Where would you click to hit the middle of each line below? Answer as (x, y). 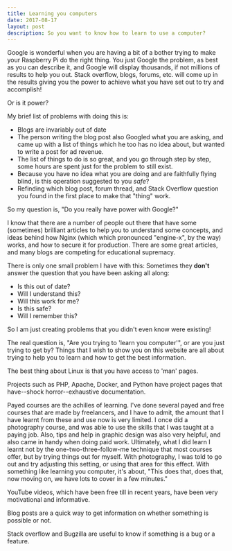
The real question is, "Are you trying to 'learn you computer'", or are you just (116, 343)
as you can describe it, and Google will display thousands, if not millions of (114, 67)
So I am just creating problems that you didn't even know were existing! (109, 329)
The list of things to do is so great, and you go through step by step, (114, 159)
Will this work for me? (48, 301)
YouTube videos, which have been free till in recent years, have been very (113, 492)
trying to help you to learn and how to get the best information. (97, 358)
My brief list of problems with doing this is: (68, 116)
